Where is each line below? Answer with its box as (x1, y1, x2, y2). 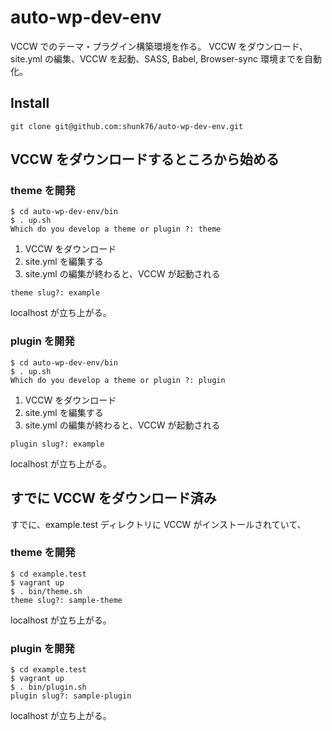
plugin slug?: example (10, 439, 105, 449)
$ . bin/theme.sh (10, 586, 83, 596)
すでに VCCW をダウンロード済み (10, 490, 217, 507)
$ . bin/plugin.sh (10, 682, 87, 693)
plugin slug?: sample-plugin (10, 691, 132, 701)
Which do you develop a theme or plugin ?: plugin (10, 375, 226, 385)
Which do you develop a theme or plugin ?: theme (10, 224, 222, 235)
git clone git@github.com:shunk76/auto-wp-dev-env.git (10, 121, 244, 131)
